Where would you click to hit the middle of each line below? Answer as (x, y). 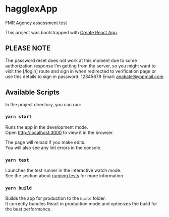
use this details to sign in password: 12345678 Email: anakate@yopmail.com (84, 77)
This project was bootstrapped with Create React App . (62, 32)
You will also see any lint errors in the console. (53, 148)
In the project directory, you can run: (43, 104)
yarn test (17, 160)
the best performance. (29, 209)
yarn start (18, 117)
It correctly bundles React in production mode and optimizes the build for (81, 204)
